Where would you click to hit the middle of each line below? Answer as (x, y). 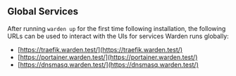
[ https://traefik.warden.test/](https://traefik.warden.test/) (100, 49)
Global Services (43, 12)
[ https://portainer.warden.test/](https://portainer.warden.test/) (107, 57)
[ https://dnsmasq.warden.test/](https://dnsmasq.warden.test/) (108, 64)
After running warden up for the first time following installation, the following (117, 28)
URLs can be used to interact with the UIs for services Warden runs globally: (118, 36)
